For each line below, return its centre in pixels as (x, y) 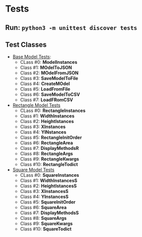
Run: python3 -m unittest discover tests (71, 28)
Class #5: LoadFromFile (45, 89)
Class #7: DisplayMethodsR (50, 148)
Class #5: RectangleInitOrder (51, 138)
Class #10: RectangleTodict (49, 165)
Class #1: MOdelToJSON (46, 68)
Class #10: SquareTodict (46, 229)
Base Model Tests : (32, 57)
